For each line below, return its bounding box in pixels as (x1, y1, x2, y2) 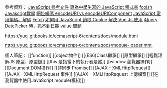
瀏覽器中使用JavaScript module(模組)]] (5, 77, 85, 83)
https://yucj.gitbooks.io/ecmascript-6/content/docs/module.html (5, 33, 138, 39)
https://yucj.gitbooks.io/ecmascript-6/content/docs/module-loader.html (5, 43, 153, 48)
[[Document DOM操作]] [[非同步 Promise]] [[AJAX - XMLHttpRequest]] (5, 65, 151, 71)
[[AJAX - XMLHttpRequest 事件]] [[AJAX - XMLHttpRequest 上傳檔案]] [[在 (5, 71, 159, 77)
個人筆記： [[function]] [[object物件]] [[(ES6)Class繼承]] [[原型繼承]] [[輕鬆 (5, 52, 158, 58)
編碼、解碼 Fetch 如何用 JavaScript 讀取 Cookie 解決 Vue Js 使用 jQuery (9, 17, 158, 22)
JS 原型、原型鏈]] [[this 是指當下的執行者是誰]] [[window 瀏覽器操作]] (9, 59, 152, 64)
